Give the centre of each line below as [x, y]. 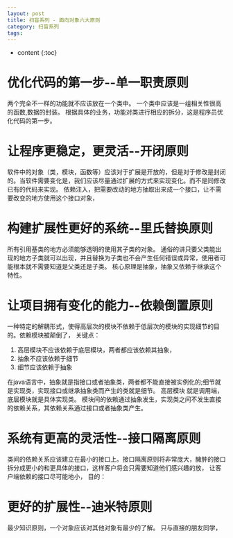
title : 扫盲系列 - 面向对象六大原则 [54, 20]
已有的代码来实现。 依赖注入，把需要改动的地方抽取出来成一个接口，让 [108, 190]
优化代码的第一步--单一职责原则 [98, 83]
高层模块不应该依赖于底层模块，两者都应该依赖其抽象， [96, 350]
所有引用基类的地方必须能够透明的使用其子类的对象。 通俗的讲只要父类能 [111, 249]
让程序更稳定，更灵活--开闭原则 [98, 152]
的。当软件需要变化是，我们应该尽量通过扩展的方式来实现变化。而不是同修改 [116, 180]
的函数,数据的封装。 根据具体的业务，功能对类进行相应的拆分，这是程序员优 [115, 112]
